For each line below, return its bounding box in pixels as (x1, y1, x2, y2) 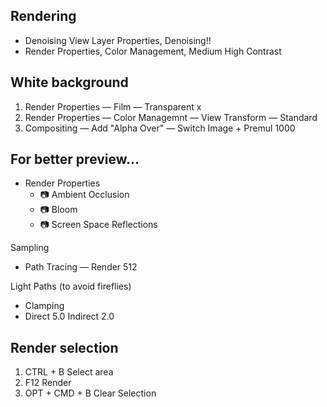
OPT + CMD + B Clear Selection (24, 387, 157, 399)
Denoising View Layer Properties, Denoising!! (24, 34, 212, 46)
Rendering (10, 8, 77, 25)
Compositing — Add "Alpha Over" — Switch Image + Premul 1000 (24, 122, 296, 134)
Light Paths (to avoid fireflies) (10, 280, 132, 293)
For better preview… (10, 151, 140, 168)
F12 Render (24, 377, 72, 389)
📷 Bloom (39, 204, 78, 216)
